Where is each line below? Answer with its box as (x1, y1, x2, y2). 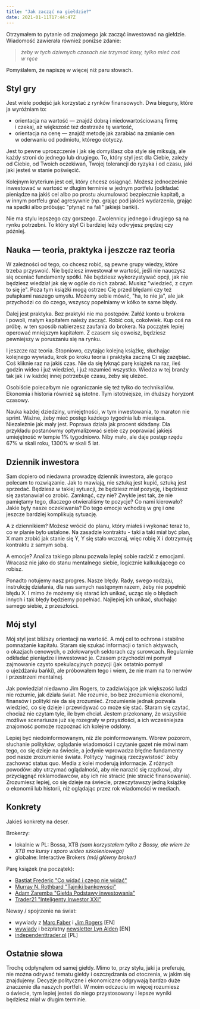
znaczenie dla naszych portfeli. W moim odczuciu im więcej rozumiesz (6, 983, 180, 991)
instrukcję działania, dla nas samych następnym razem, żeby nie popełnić (6, 583, 186, 590)
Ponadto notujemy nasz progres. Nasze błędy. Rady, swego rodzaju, (6, 577, 174, 584)
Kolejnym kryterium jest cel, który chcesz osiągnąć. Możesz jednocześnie (6, 178, 187, 185)
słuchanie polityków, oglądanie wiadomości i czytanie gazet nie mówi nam (6, 741, 189, 748)
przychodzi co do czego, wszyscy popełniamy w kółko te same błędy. (6, 299, 177, 306)
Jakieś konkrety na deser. (6, 818, 70, 825)
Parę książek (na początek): (6, 865, 74, 872)
